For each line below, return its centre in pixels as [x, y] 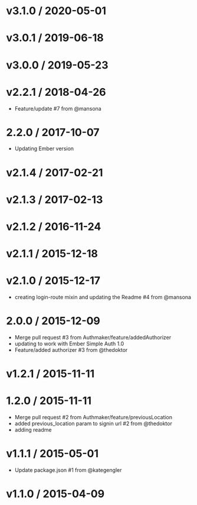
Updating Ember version [44, 148]
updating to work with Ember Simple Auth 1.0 [69, 344]
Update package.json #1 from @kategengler [68, 470]
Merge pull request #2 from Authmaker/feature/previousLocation [93, 417]
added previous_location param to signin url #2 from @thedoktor [93, 423]
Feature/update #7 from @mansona [58, 108]
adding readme [33, 430]
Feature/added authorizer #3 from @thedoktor [71, 350]
